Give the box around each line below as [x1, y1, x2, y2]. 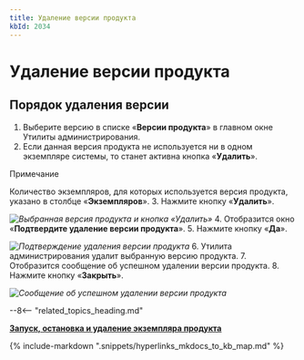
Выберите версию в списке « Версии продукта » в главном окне [22, 121, 273, 132]
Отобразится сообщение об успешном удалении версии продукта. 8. [9, 260, 279, 271]
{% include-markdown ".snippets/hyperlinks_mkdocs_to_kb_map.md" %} [9, 340, 285, 351]
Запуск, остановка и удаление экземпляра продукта [9, 323, 222, 334]
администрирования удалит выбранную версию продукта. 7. [9, 250, 248, 261]
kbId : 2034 [9, 22, 51, 31]
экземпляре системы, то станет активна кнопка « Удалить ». [22, 150, 258, 161]
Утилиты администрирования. [22, 131, 141, 142]
